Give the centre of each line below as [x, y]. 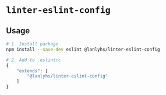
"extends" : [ [32, 71]
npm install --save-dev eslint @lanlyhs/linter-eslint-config [83, 49]
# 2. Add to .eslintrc [33, 60]
